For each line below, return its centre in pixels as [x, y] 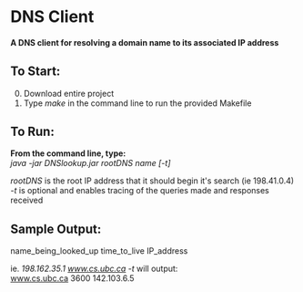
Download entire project [69, 93]
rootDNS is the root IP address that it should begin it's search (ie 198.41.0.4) [152, 181]
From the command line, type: [68, 153]
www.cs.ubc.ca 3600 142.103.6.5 [72, 278]
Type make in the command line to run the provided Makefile [137, 103]
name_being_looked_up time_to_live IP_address [99, 251]
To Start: [35, 72]
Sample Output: [56, 229]
